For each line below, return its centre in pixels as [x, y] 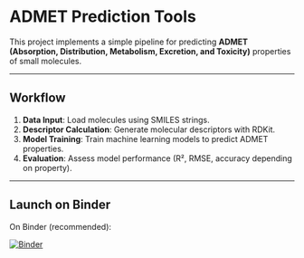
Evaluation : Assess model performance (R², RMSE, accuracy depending [157, 158]
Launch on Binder [60, 205]
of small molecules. [46, 61]
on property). [47, 167]
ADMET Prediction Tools [103, 17]
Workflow [38, 98]
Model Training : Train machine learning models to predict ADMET [145, 139]
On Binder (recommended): [60, 226]
